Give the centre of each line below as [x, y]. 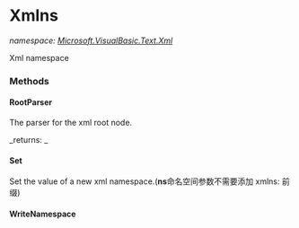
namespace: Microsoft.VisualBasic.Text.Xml [91, 40]
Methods [29, 81]
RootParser [31, 102]
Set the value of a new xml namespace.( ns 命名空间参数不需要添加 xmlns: [145, 181]
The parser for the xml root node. [71, 123]
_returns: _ [29, 140]
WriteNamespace [43, 214]
